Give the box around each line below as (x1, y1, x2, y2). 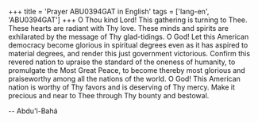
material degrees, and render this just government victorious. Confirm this (8, 49, 251, 58)
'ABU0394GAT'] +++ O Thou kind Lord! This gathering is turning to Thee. (8, 15, 248, 25)
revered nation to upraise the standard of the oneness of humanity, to (8, 57, 236, 67)
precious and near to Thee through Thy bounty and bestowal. (8, 91, 210, 100)
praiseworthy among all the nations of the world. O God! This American (8, 74, 241, 83)
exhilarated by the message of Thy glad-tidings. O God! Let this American (8, 32, 249, 41)
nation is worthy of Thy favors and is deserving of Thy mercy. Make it (8, 82, 236, 92)
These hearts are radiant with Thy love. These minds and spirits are (8, 24, 229, 32)
